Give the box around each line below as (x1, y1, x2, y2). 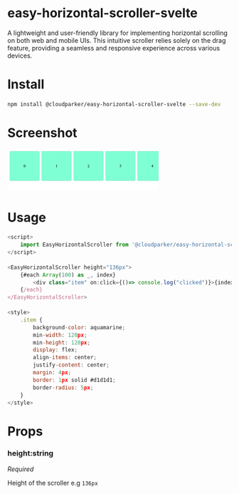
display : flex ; (33, 346, 78, 354)
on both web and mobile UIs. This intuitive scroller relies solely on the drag (7, 36, 226, 44)
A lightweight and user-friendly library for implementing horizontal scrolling (7, 29, 228, 37)
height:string (7, 448, 54, 458)
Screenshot (7, 125, 78, 140)
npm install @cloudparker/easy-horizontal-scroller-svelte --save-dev (7, 101, 221, 108)
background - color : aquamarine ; (33, 324, 126, 331)
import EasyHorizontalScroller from (20, 241, 129, 249)
